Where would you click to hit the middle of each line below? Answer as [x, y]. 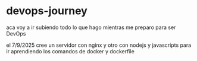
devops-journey [47, 11]
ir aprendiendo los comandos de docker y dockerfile [71, 51]
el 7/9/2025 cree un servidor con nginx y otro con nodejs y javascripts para [99, 45]
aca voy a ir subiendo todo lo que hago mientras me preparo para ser [91, 27]
